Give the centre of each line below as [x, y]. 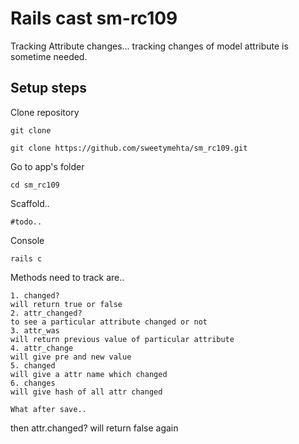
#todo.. [26, 222]
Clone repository [45, 112]
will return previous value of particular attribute [122, 339]
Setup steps [48, 88]
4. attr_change [42, 348]
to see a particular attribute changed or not [109, 322]
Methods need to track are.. [67, 277]
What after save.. [48, 409]
